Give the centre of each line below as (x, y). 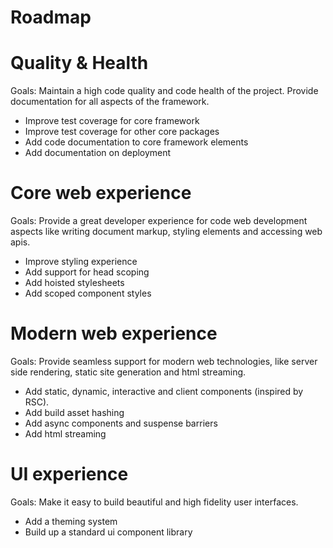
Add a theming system (71, 521)
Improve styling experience (81, 262)
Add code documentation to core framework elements (136, 142)
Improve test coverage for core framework (112, 121)
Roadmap (51, 17)
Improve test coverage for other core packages (122, 132)
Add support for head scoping (87, 272)
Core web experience (101, 193)
